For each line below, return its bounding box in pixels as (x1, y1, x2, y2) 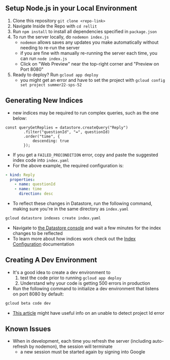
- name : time (14, 187, 42, 192)
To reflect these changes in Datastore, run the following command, (12, 200, 153, 206)
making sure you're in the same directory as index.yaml (12, 206, 129, 212)
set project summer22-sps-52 (20, 82, 82, 87)
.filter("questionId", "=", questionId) (23, 129, 110, 134)
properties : (10, 177, 36, 182)
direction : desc (18, 191, 53, 196)
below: (12, 115, 27, 121)
